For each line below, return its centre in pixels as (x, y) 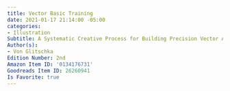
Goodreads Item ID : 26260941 (49, 70)
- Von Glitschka (30, 52)
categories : (24, 26)
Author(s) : (23, 45)
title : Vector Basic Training (50, 13)
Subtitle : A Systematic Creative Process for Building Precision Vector (113, 39)
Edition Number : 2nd (37, 58)
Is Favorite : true (33, 77)
